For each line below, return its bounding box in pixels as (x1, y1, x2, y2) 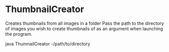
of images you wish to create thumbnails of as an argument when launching (5, 25, 163, 31)
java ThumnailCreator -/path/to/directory (5, 40, 91, 46)
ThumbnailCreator (5, 4, 85, 15)
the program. (5, 31, 32, 37)
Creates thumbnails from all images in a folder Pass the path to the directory (5, 20, 164, 26)
